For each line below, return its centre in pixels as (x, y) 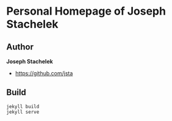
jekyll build (23, 106)
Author (20, 47)
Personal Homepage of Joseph (86, 11)
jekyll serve (23, 112)
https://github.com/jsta (44, 73)
